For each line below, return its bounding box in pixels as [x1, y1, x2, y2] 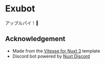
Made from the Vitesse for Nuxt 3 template [12, 48, 101, 54]
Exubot [5, 3, 35, 14]
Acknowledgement [5, 35, 66, 43]
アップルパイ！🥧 [5, 20, 39, 26]
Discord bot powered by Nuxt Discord [12, 53, 91, 59]
